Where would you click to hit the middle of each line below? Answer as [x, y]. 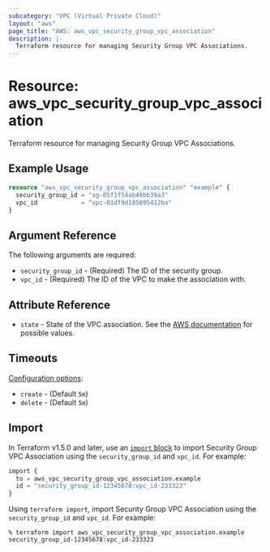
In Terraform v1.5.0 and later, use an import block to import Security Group [133, 447]
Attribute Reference [60, 305]
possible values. [47, 333]
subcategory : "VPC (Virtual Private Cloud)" [85, 16]
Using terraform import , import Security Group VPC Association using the [133, 509]
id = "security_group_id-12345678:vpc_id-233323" [101, 486]
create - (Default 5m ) [54, 394]
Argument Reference [62, 235]
